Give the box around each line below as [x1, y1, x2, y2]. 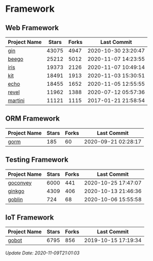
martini [8, 97, 25, 104]
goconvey [8, 179, 32, 186]
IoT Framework [5, 213, 54, 222]
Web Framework [5, 23, 59, 32]
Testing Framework [5, 155, 69, 164]
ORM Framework [5, 114, 60, 123]
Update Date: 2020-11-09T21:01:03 [5, 250, 80, 256]
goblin [8, 196, 23, 203]
